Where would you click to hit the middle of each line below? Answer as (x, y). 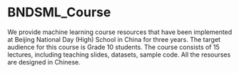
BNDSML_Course (59, 12)
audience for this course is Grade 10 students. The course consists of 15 (113, 47)
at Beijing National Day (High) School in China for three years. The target (114, 39)
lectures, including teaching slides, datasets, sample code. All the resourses (119, 55)
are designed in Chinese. (44, 62)
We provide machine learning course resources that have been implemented (120, 32)
